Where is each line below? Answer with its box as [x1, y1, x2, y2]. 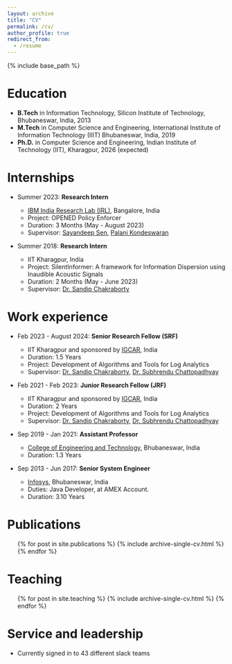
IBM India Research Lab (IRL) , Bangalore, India [27, 206, 161, 214]
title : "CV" [7, 17, 42, 24]
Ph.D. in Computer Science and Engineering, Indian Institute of [17, 138, 197, 146]
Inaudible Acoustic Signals [27, 270, 104, 278]
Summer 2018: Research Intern [17, 241, 107, 250]
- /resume [13, 42, 42, 49]
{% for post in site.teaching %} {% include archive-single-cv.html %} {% [17, 594, 225, 602]
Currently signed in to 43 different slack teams [17, 649, 150, 657]
